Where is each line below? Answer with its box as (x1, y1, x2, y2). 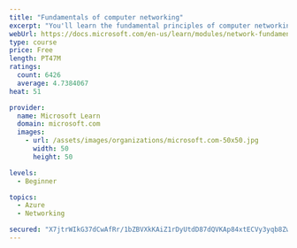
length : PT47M (9, 54, 62, 63)
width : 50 (32, 144, 69, 153)
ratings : (9, 63, 42, 72)
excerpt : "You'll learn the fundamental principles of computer (9, 21, 251, 30)
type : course (9, 37, 57, 47)
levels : (9, 168, 38, 177)
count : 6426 (17, 71, 62, 80)
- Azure (17, 201, 46, 210)
